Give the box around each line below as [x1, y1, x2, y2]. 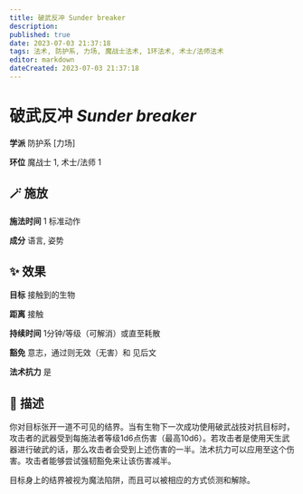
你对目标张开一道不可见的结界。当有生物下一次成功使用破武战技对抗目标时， [9, 421, 295, 432]
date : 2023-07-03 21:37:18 [9, 38, 111, 48]
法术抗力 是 [9, 366, 52, 377]
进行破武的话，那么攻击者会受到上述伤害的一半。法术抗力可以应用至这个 [16, 444, 287, 455]
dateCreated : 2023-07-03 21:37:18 [9, 64, 140, 73]
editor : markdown [9, 55, 75, 64]
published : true [9, 30, 71, 39]
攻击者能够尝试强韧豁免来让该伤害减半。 [24, 455, 176, 467]
